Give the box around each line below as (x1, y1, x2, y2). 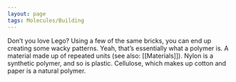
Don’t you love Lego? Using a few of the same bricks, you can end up (7, 36, 212, 45)
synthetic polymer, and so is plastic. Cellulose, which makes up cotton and (7, 59, 227, 67)
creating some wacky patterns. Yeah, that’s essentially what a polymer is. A (7, 44, 229, 52)
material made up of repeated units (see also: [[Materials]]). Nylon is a (7, 51, 214, 60)
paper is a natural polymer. (7, 66, 86, 75)
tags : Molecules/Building (7, 17, 84, 24)
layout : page (7, 10, 46, 18)
